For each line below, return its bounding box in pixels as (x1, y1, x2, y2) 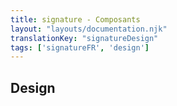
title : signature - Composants (10, 14, 141, 25)
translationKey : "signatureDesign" (10, 33, 159, 43)
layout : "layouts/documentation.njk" (10, 24, 168, 34)
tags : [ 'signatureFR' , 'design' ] (10, 42, 150, 53)
